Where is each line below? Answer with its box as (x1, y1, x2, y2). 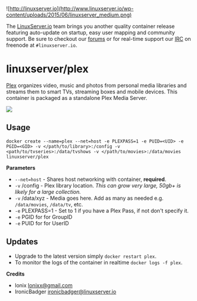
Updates (6, 237, 38, 247)
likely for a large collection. (14, 188, 81, 195)
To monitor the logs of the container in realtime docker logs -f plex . (14, 258, 183, 266)
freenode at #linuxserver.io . (6, 41, 77, 48)
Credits (6, 270, 25, 277)
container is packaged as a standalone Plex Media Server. (6, 94, 148, 101)
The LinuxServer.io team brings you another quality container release (6, 23, 175, 30)
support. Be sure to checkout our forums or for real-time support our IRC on (6, 35, 191, 42)
